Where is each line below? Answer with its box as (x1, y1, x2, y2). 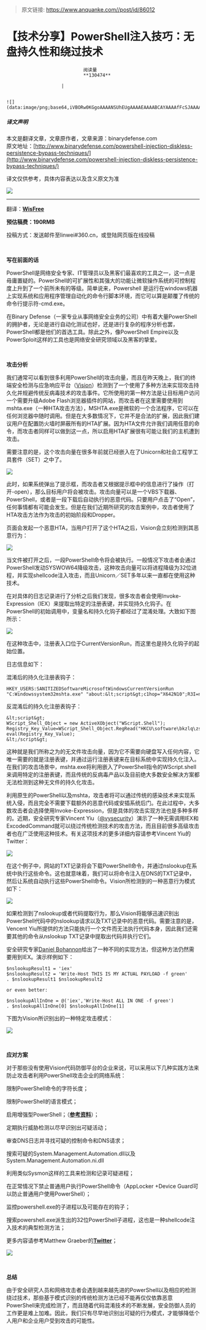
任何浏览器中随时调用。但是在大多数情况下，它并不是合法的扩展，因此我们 (6, 412, 194, 419)
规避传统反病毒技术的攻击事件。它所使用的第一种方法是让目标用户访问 (22, 389, 200, 396)
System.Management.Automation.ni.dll (6, 1156, 104, 1164)
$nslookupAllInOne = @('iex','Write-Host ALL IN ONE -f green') (6, 998, 174, 1004)
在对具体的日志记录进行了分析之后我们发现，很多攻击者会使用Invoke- (6, 592, 181, 600)
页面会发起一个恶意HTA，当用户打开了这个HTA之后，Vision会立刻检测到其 (6, 524, 194, 531)
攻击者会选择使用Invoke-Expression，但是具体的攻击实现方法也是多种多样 (11, 806, 199, 814)
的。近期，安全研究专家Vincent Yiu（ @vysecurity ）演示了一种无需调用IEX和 (6, 814, 199, 822)
